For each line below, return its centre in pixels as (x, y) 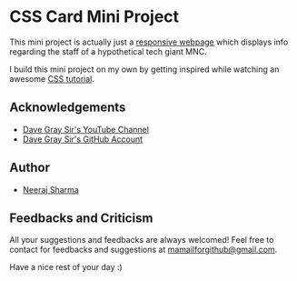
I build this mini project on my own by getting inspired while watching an (144, 69)
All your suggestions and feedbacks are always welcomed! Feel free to (142, 240)
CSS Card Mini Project (94, 17)
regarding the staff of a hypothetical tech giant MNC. (108, 51)
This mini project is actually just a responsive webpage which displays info (149, 42)
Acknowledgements (68, 108)
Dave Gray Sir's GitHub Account (83, 139)
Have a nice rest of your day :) (66, 267)
